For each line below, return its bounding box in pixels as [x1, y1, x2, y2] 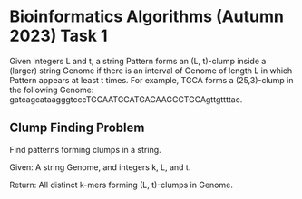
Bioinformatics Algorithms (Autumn [9, 6, 284, 27]
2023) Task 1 [9, 25, 108, 46]
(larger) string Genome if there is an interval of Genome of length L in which [9, 65, 293, 76]
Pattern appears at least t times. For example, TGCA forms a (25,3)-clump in [9, 74, 294, 85]
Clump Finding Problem [9, 120, 145, 136]
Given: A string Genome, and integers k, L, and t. [9, 161, 191, 173]
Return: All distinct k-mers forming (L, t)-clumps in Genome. [9, 179, 233, 190]
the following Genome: [9, 84, 94, 95]
